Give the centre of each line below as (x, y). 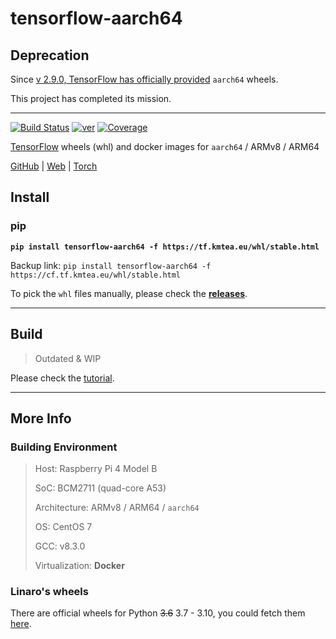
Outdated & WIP (68, 358)
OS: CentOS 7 (63, 527)
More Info (41, 418)
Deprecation (50, 55)
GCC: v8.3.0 (60, 546)
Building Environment (64, 447)
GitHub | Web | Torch (54, 166)
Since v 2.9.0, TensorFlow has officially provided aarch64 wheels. (144, 79)
